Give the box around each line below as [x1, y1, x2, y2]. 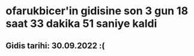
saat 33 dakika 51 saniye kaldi [5, 17, 157, 30]
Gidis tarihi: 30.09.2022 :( [5, 41, 105, 51]
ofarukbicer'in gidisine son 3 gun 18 [5, 4, 189, 18]
